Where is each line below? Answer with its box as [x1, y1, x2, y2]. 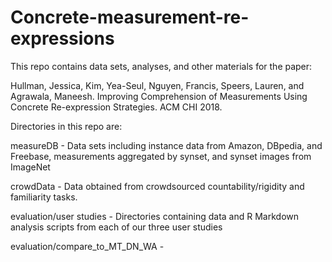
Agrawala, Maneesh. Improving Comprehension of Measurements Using [10, 90, 308, 102]
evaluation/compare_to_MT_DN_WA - [10, 240, 165, 252]
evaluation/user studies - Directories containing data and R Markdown [10, 210, 299, 222]
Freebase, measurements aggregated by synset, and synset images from [10, 150, 312, 162]
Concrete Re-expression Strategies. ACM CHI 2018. [10, 101, 223, 113]
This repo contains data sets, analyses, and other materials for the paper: [10, 60, 313, 72]
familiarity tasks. [10, 191, 78, 203]
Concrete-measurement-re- [10, 6, 250, 29]
